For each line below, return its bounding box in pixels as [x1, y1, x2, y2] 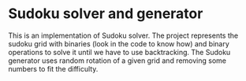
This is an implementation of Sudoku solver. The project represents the [8, 31, 239, 40]
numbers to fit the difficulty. [8, 64, 99, 73]
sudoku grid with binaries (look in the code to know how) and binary [8, 39, 230, 48]
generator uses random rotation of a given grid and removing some [8, 56, 227, 65]
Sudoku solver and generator [8, 5, 203, 23]
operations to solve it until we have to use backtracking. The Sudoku [8, 47, 231, 57]
